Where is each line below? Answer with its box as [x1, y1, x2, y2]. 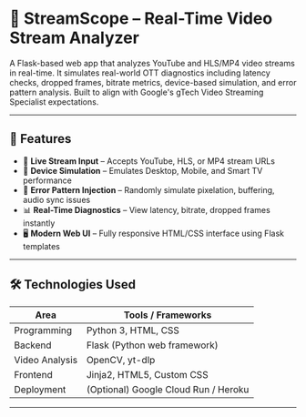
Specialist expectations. [9, 96, 99, 107]
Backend [14, 339, 52, 351]
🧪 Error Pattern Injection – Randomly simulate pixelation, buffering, [22, 184, 275, 195]
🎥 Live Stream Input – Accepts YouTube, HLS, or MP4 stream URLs [22, 155, 276, 167]
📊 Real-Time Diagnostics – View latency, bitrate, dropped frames [22, 204, 270, 215]
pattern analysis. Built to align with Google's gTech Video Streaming [9, 86, 264, 97]
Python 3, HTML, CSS [86, 323, 180, 336]
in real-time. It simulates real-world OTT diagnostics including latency [9, 67, 270, 78]
